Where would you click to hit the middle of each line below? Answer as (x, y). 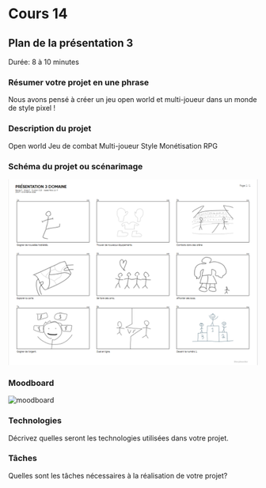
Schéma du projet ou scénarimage (76, 166)
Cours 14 (38, 14)
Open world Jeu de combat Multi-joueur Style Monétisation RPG (113, 146)
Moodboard (31, 383)
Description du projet (50, 129)
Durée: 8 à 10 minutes (44, 62)
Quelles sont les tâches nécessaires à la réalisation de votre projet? (118, 475)
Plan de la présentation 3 (71, 43)
